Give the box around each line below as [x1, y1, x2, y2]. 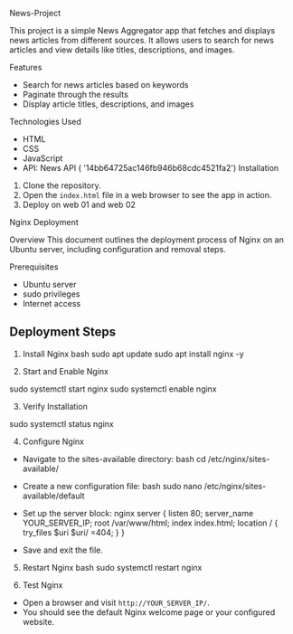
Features [9, 62, 43, 72]
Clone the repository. [22, 180, 101, 191]
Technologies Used [9, 117, 81, 127]
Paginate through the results [22, 90, 128, 99]
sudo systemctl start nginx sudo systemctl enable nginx [9, 383, 217, 394]
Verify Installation [22, 401, 88, 412]
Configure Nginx [22, 436, 84, 447]
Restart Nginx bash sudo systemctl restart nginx [22, 562, 203, 572]
